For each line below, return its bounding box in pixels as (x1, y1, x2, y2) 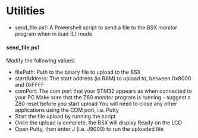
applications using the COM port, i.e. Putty (14, 106, 119, 114)
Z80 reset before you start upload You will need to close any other (14, 100, 177, 108)
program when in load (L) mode (14, 30, 93, 37)
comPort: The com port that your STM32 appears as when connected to (14, 87, 192, 95)
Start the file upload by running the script (14, 113, 116, 120)
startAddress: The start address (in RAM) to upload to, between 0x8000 (14, 75, 191, 82)
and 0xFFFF (14, 81, 45, 89)
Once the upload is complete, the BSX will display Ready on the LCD (14, 119, 183, 126)
